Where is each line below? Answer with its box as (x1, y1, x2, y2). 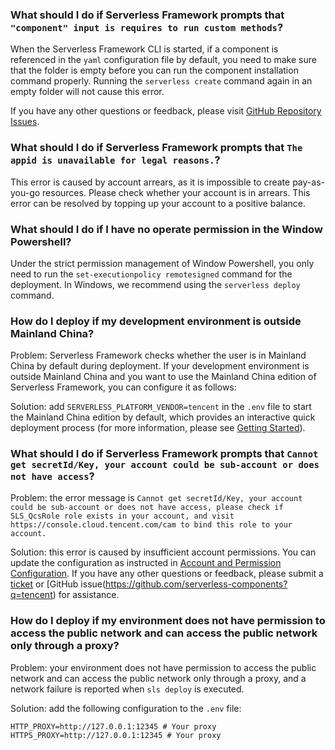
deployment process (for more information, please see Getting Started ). (10, 422, 306, 434)
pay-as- (292, 176, 325, 188)
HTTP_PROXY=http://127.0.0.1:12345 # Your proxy (10, 721, 217, 732)
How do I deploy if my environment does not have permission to (10, 614, 326, 628)
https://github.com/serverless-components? (105, 578, 288, 590)
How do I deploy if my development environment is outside (10, 314, 302, 328)
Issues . (10, 116, 40, 128)
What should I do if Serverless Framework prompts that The (10, 141, 303, 155)
